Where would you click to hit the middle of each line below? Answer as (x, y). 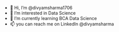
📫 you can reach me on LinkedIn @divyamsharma (62, 24)
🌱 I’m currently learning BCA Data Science (53, 18)
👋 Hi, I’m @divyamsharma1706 (41, 8)
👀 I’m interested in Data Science (43, 13)
